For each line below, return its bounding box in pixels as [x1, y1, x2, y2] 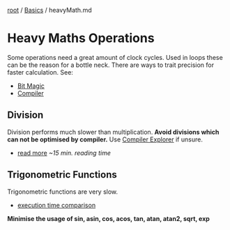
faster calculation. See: [7, 68, 73, 76]
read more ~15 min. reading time [17, 148, 112, 157]
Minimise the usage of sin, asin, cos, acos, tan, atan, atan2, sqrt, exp [7, 214, 210, 222]
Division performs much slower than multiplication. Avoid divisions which [7, 128, 220, 136]
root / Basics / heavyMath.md [7, 6, 92, 14]
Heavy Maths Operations [7, 31, 155, 46]
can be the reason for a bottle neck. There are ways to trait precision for [7, 61, 215, 69]
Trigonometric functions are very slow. [7, 187, 118, 196]
